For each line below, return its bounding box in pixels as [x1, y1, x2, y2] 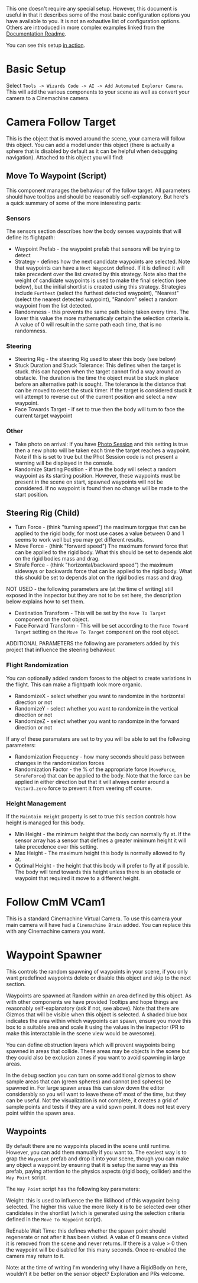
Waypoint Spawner [6, 948, 102, 962]
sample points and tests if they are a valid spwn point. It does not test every [6, 1103, 190, 1110]
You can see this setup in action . [6, 41, 86, 49]
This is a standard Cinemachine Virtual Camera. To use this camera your [6, 915, 182, 922]
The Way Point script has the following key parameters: [6, 1185, 140, 1192]
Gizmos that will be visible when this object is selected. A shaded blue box [6, 1010, 187, 1018]
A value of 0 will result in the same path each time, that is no [14, 321, 162, 328]
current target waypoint [14, 412, 73, 420]
